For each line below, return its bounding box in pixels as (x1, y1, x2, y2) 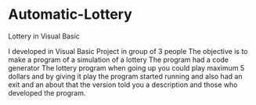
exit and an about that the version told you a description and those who (8, 80, 238, 89)
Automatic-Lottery (8, 5, 133, 24)
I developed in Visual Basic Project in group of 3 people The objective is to (8, 46, 248, 56)
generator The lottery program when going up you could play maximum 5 (8, 63, 245, 72)
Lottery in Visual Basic (8, 31, 81, 41)
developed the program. (8, 88, 86, 97)
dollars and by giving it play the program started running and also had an (8, 71, 243, 81)
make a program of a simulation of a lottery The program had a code (8, 55, 229, 64)
